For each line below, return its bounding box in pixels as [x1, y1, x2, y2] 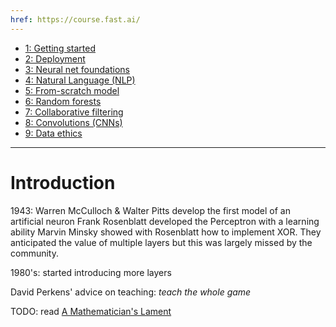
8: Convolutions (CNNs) [24, 116, 123, 128]
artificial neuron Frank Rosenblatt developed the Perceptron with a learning [10, 215, 320, 227]
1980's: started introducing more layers [10, 266, 172, 278]
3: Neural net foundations [24, 63, 130, 75]
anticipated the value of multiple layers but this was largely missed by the [10, 236, 313, 248]
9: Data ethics [24, 127, 83, 139]
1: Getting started [24, 42, 96, 54]
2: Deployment [24, 52, 86, 65]
